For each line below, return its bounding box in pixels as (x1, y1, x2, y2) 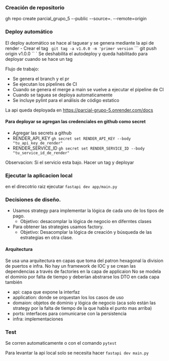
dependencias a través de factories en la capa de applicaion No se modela (5, 268, 161, 274)
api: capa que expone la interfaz (12, 288, 80, 295)
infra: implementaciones (12, 316, 63, 322)
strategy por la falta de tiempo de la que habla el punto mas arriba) (12, 305, 152, 311)
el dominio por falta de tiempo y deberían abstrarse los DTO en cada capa (5, 273, 159, 280)
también (5, 279, 23, 285)
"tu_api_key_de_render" (12, 140, 63, 146)
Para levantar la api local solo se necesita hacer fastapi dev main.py (5, 349, 149, 356)
